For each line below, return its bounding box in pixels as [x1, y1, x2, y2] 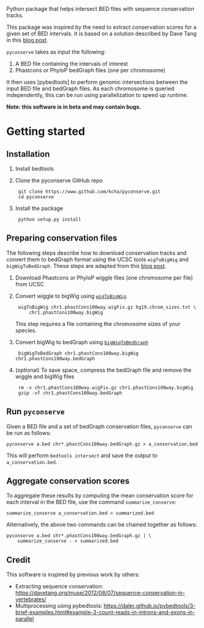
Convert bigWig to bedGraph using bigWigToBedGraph [15, 338, 148, 345]
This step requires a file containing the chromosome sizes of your [15, 320, 181, 327]
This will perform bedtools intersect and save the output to [6, 452, 158, 459]
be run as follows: [6, 429, 51, 436]
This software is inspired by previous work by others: [6, 571, 140, 579]
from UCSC [15, 280, 45, 287]
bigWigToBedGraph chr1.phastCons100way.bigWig [18, 350, 139, 356]
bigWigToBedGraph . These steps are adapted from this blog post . [6, 262, 167, 269]
